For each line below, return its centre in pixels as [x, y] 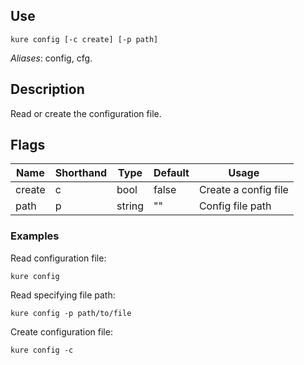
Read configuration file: [58, 258]
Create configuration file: [61, 331]
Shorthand [81, 173]
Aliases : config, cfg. [51, 58]
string [130, 206]
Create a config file [243, 190]
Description [47, 89]
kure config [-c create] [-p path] [84, 39]
